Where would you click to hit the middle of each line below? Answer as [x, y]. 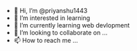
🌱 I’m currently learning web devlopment [72, 25]
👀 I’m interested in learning [52, 18]
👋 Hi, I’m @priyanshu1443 [51, 11]
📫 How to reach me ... [46, 40]
